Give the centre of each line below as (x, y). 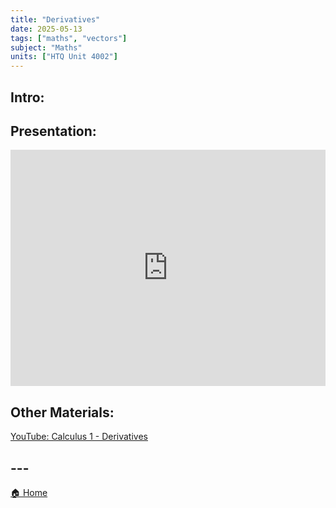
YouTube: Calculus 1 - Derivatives (79, 437)
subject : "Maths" (46, 47)
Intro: (27, 97)
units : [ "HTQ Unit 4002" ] (64, 57)
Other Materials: (62, 412)
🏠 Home (29, 492)
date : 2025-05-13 (46, 29)
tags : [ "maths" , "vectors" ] (69, 38)
